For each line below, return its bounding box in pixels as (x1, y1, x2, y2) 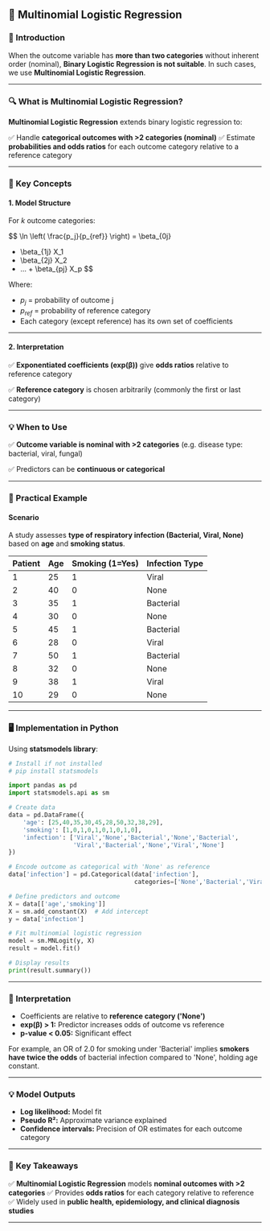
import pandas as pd (8, 782, 78, 790)
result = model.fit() (8, 944, 81, 952)
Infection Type (146, 558, 203, 569)
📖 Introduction (8, 32, 66, 43)
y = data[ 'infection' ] (8, 915, 84, 923)
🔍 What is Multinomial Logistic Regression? (8, 96, 183, 107)
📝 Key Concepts (8, 178, 72, 189)
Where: (8, 279, 33, 290)
